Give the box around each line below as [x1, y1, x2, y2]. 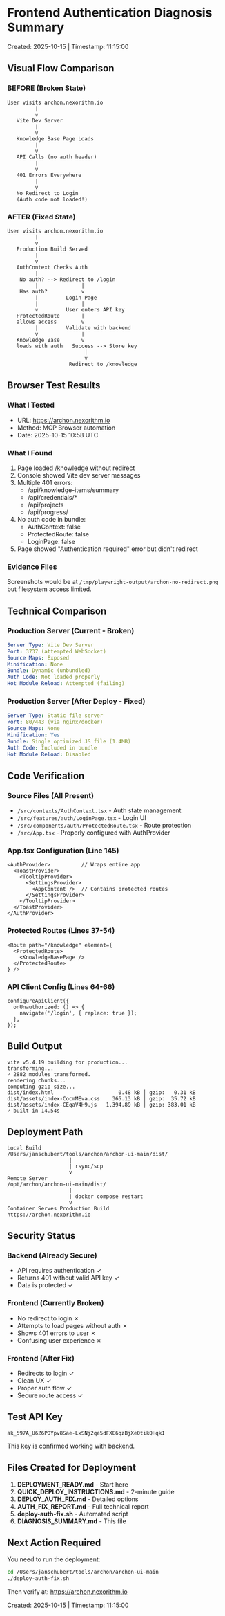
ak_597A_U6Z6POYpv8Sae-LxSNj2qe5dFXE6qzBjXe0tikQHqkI [7, 1429, 166, 1437]
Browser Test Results [7, 379, 101, 392]
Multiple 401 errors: [17, 478, 73, 487]
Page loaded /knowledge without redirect [17, 464, 135, 472]
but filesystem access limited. [7, 585, 92, 593]
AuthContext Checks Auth [16, 264, 88, 271]
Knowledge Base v [16, 336, 85, 343]
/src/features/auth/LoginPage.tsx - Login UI [17, 814, 146, 822]
